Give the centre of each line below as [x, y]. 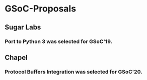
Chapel [16, 57]
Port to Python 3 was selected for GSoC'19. [59, 41]
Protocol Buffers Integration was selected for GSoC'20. [73, 71]
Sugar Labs [23, 27]
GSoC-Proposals [41, 9]
